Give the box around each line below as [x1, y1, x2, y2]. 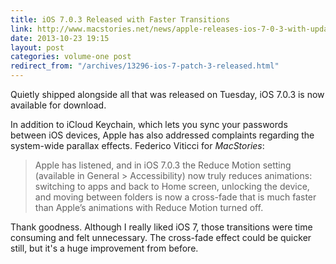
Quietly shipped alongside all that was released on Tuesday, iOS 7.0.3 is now [10, 89, 325, 100]
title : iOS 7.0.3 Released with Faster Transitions [10, 14, 230, 25]
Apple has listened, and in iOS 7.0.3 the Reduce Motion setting [34, 159, 292, 171]
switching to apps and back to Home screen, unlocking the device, [34, 181, 310, 192]
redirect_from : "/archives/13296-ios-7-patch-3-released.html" [10, 61, 280, 71]
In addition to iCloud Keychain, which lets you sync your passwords [10, 119, 288, 130]
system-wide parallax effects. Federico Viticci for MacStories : [10, 140, 265, 151]
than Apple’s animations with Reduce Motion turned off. [34, 202, 264, 213]
